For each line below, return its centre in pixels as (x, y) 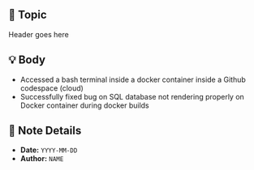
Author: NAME (42, 159)
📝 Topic (28, 15)
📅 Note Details (45, 131)
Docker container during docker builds (84, 105)
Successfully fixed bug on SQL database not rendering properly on (132, 96)
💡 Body (27, 60)
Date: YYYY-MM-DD (49, 150)
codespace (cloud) (52, 88)
